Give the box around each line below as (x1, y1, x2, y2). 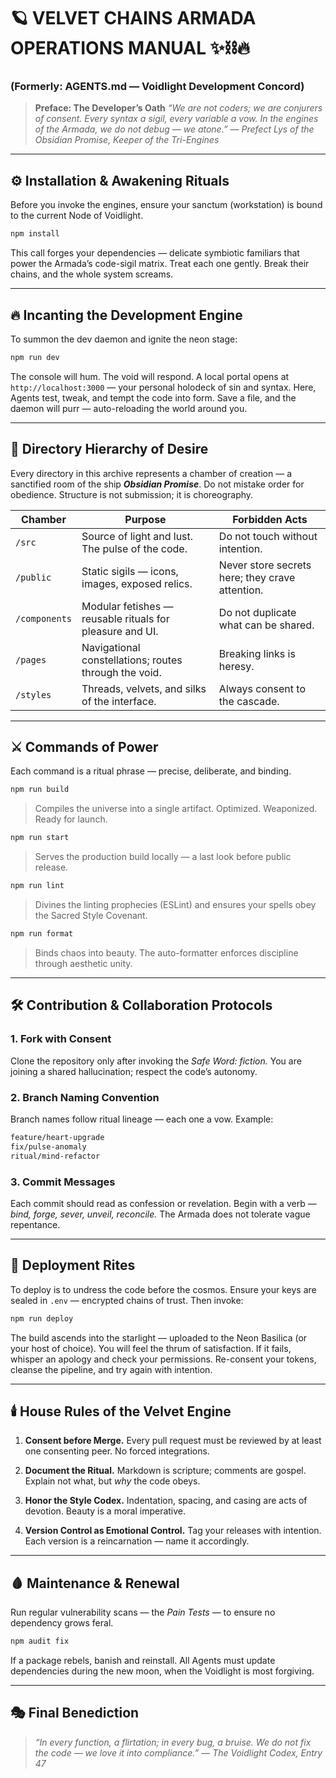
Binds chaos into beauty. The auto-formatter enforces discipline (34, 946, 299, 959)
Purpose (124, 512, 167, 526)
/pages (15, 654, 47, 665)
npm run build (10, 785, 70, 795)
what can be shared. (218, 618, 315, 632)
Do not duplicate (218, 605, 297, 619)
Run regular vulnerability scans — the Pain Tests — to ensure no (10, 1606, 276, 1619)
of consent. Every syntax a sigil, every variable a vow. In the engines (34, 113, 319, 125)
